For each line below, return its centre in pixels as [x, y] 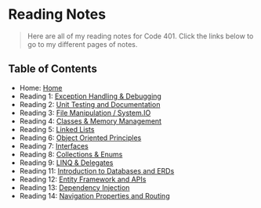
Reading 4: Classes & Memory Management [91, 121]
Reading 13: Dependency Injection [74, 187]
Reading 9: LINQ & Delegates [66, 163]
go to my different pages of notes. [82, 44]
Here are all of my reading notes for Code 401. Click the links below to [140, 36]
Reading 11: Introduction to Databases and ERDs [97, 170]
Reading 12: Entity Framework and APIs [83, 179]
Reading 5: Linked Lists [57, 129]
